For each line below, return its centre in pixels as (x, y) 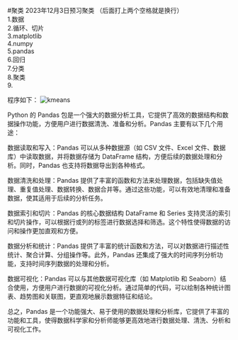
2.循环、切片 (26, 28)
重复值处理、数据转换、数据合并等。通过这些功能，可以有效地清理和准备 (125, 189)
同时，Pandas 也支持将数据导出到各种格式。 (84, 165)
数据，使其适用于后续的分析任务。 (57, 198)
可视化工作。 (26, 329)
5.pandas (21, 51)
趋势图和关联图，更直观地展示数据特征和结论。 (88, 296)
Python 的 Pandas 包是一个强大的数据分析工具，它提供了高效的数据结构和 (115, 115)
